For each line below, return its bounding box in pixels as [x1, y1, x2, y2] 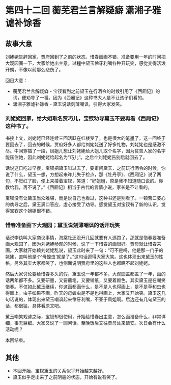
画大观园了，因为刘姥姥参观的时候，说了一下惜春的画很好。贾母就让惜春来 [5, 241, 161, 247]
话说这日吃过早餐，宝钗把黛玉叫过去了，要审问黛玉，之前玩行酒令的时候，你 [5, 165, 166, 171]
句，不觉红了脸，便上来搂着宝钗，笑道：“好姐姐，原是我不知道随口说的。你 [5, 178, 164, 184]
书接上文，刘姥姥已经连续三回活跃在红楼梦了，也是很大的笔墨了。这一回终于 [5, 135, 166, 141]
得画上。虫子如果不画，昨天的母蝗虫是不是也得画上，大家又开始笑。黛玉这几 [5, 290, 166, 296]
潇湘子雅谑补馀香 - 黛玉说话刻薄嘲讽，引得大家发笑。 [12, 101, 125, 107]
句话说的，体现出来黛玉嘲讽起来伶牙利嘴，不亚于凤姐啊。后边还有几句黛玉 [5, 296, 161, 302]
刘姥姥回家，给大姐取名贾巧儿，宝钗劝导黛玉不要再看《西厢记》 [5, 115, 162, 122]
